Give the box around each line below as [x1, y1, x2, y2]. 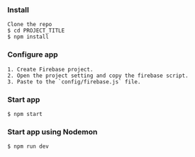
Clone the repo [7, 21, 52, 28]
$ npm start [7, 110, 43, 117]
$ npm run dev [7, 143, 50, 150]
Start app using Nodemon [7, 127, 98, 136]
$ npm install [7, 33, 50, 40]
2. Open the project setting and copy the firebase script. [7, 72, 189, 79]
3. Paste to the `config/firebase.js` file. [7, 78, 141, 86]
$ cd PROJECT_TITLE [7, 27, 65, 35]
